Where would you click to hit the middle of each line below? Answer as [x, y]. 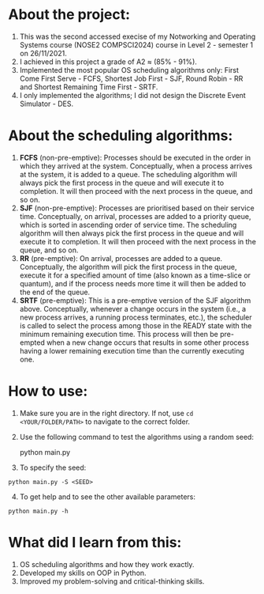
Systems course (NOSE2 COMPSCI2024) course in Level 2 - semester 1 [136, 44]
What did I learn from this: [95, 543]
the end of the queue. [55, 292]
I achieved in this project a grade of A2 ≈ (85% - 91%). [108, 62]
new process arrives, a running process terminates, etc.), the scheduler [136, 317]
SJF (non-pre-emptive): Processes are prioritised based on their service [137, 208]
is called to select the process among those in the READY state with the [136, 325]
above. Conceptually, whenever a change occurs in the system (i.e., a [133, 308]
